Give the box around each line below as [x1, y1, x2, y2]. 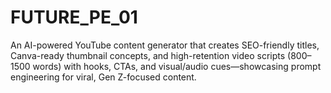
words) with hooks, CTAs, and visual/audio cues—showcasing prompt [32, 60, 322, 72]
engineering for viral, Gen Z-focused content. [10, 71, 197, 83]
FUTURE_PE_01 [10, 6, 138, 29]
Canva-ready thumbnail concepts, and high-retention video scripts [10, 49, 286, 61]
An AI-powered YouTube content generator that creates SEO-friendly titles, [10, 39, 320, 51]
